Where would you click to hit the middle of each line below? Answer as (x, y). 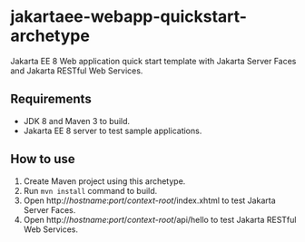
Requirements (51, 99)
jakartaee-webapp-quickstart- (129, 17)
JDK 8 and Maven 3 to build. (77, 121)
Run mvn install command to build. (90, 190)
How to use (43, 159)
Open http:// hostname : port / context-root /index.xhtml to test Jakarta (149, 200)
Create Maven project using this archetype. (104, 181)
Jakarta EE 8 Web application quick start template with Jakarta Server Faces (153, 61)
